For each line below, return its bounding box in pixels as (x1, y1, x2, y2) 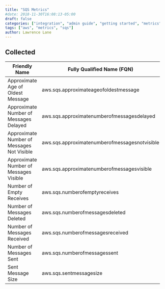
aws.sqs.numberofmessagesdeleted (41, 209, 126, 216)
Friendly (12, 62, 32, 69)
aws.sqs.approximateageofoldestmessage (41, 86, 139, 93)
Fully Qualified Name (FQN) (68, 66, 134, 73)
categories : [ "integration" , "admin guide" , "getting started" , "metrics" (5, 21, 162, 26)
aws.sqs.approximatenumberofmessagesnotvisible (41, 139, 160, 146)
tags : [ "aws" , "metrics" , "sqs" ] (5, 26, 74, 30)
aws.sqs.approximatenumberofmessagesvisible (41, 165, 152, 172)
